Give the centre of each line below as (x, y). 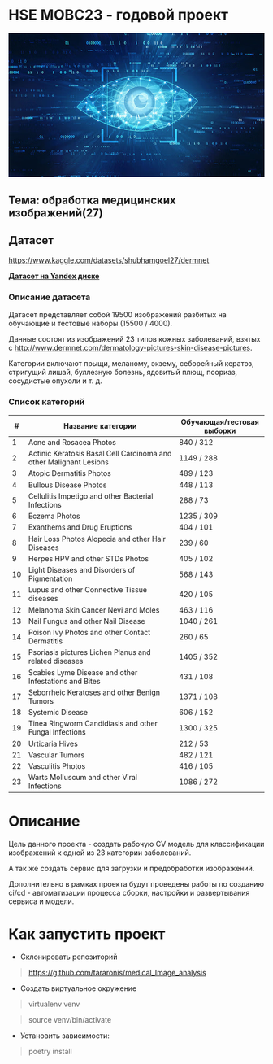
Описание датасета (50, 297)
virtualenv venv (54, 1004)
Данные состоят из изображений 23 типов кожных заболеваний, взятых (134, 338)
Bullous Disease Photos (67, 485)
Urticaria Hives (53, 743)
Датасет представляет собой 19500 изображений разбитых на (118, 314)
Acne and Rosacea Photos (72, 442)
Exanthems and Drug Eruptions (80, 527)
